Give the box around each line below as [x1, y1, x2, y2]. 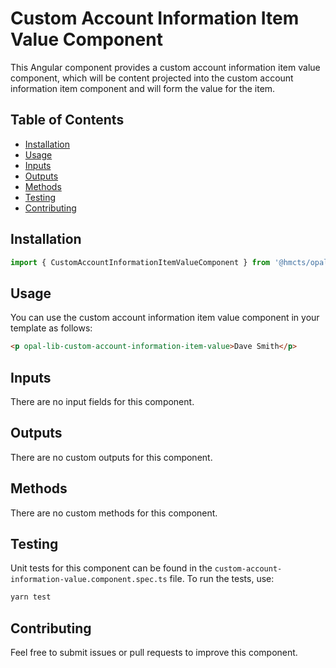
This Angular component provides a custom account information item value [10, 61, 321, 73]
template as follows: [10, 322, 93, 334]
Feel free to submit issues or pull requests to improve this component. [10, 647, 298, 659]
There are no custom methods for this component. [10, 507, 218, 519]
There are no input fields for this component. [10, 395, 195, 407]
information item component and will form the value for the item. [10, 82, 276, 94]
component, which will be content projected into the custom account [10, 72, 294, 84]
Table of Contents [10, 112, 125, 129]
